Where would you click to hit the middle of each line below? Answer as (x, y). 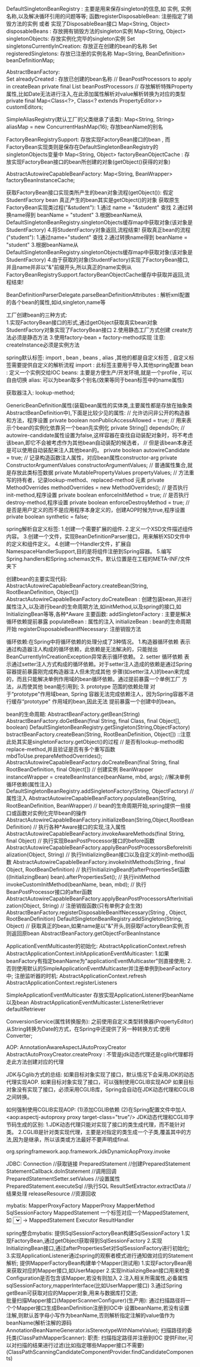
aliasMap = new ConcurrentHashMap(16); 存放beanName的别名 (84, 127)
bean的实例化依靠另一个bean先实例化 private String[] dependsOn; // (101, 428)
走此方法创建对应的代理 (35, 1062)
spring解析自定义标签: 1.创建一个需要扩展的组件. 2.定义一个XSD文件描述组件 (100, 529)
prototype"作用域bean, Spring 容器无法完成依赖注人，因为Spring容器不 (101, 694)
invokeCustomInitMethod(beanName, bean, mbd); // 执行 (76, 884)
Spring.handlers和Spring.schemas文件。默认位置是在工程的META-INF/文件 (99, 559)
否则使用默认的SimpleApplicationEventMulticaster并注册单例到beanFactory (99, 968)
